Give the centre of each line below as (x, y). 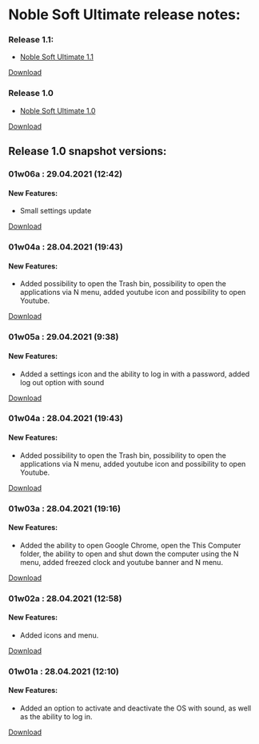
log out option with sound (62, 382)
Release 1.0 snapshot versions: (88, 151)
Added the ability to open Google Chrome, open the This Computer (130, 545)
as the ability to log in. (56, 717)
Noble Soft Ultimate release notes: (125, 15)
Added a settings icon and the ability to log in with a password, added (135, 374)
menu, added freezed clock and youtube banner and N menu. (122, 562)
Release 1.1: (31, 40)
